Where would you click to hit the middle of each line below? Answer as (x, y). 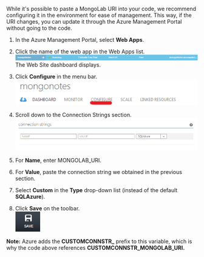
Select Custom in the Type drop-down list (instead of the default (96, 190)
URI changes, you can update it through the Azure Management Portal (94, 22)
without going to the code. (39, 28)
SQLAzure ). (30, 197)
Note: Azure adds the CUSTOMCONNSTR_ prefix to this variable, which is (99, 241)
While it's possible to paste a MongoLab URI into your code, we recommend (101, 9)
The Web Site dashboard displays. (58, 65)
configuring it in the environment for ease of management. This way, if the (99, 15)
